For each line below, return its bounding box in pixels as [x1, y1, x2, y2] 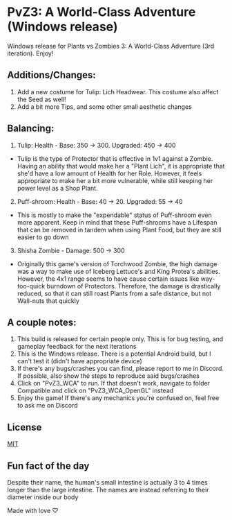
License [7, 421, 42, 433]
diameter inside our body [7, 493, 79, 501]
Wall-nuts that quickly [17, 296, 79, 305]
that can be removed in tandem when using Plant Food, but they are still [17, 225, 222, 234]
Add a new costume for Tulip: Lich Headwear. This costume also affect [17, 87, 219, 96]
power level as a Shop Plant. [17, 184, 98, 192]
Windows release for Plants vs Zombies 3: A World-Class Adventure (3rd [7, 42, 215, 50]
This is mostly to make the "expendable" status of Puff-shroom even [17, 211, 212, 219]
